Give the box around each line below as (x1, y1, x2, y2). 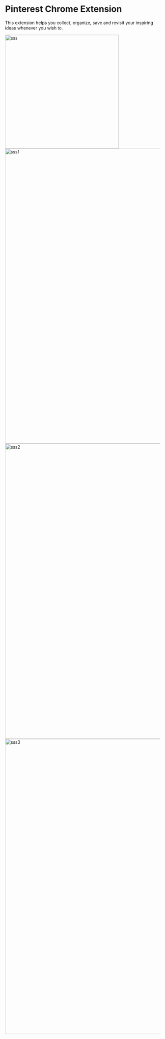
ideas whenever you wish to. (5, 25, 63, 31)
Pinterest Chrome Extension (5, 3, 122, 15)
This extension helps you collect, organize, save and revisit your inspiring (5, 20, 154, 26)
